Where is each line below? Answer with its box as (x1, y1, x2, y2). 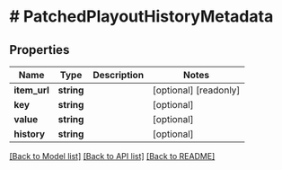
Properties (9, 42, 70, 58)
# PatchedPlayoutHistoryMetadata (9, 6, 274, 27)
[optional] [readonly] (152, 84, 241, 96)
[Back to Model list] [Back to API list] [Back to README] (9, 151, 216, 161)
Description (93, 69, 145, 81)
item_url (13, 84, 49, 96)
